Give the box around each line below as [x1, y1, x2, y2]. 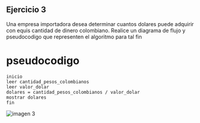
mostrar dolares [6, 94, 47, 100]
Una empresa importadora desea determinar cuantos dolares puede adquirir [6, 20, 194, 27]
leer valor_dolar [6, 84, 50, 90]
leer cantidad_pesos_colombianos [6, 78, 90, 85]
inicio [6, 74, 23, 80]
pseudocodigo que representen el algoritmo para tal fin [6, 33, 142, 40]
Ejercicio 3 [6, 5, 47, 15]
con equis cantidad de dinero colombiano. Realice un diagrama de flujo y [6, 27, 186, 34]
